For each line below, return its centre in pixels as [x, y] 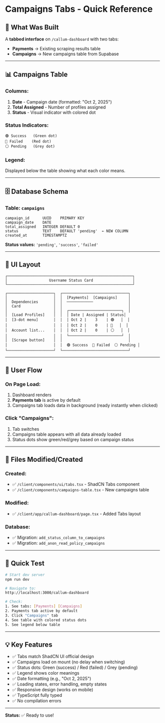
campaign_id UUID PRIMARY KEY [45, 218]
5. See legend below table [33, 624]
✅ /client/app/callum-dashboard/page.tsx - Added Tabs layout [76, 514]
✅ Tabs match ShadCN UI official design [53, 656]
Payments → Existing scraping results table [56, 49]
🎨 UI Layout [23, 265]
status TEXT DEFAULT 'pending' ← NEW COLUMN [67, 231]
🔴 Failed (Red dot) [28, 141]
